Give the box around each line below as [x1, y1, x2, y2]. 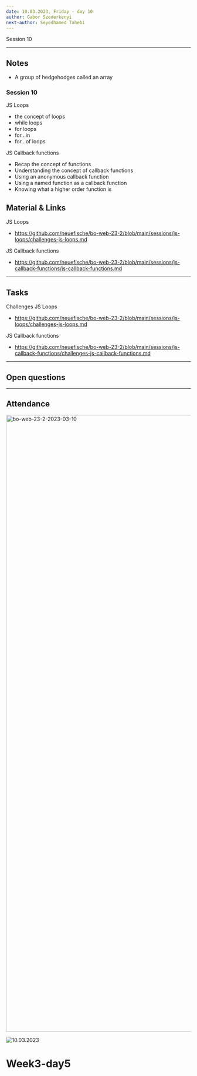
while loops [14, 119, 43, 126]
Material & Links [6, 203, 66, 213]
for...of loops [14, 138, 46, 145]
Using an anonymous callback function [14, 173, 109, 180]
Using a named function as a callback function [14, 180, 127, 187]
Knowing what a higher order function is [14, 186, 112, 193]
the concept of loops [14, 113, 66, 120]
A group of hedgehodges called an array [14, 74, 113, 81]
